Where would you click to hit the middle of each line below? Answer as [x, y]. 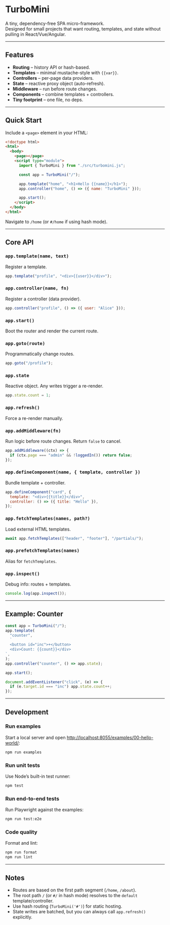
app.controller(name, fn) [37, 288]
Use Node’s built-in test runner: [38, 777]
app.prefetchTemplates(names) [42, 551]
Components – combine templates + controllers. [63, 94]
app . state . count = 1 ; [28, 395]
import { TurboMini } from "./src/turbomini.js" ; [72, 165]
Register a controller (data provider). [43, 299]
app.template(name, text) [37, 256]
